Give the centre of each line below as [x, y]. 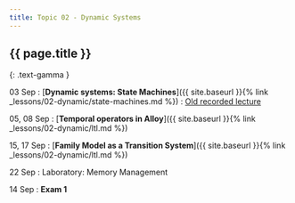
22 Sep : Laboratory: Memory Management [89, 172]
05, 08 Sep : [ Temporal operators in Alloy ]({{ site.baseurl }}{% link [132, 119]
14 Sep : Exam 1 [38, 190]
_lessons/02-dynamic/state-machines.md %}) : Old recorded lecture [135, 101]
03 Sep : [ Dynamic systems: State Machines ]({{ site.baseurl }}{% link [139, 92]
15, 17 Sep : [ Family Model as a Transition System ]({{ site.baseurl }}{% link [147, 146]
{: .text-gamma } [39, 75]
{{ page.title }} [50, 54]
